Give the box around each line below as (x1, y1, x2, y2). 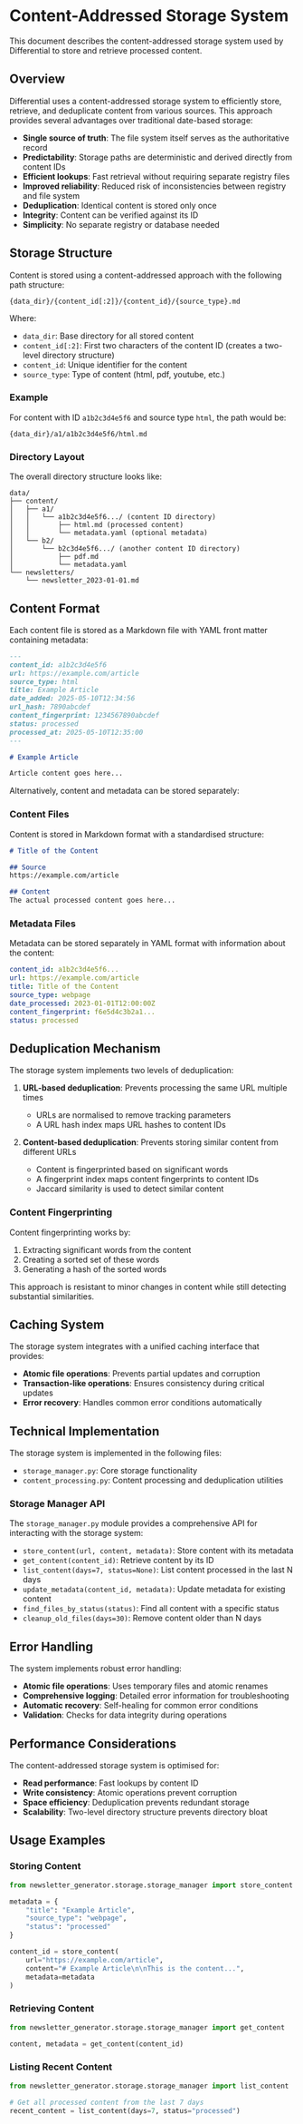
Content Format (9, 601, 100, 616)
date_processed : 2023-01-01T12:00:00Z (9, 999, 156, 1008)
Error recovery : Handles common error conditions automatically (22, 1397, 262, 1408)
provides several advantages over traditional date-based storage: (9, 114, 253, 125)
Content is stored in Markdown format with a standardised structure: (9, 828, 265, 839)
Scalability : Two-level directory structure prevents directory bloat (22, 1806, 269, 1817)
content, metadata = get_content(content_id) (9, 2039, 184, 2049)
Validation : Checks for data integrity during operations (22, 1709, 228, 1720)
